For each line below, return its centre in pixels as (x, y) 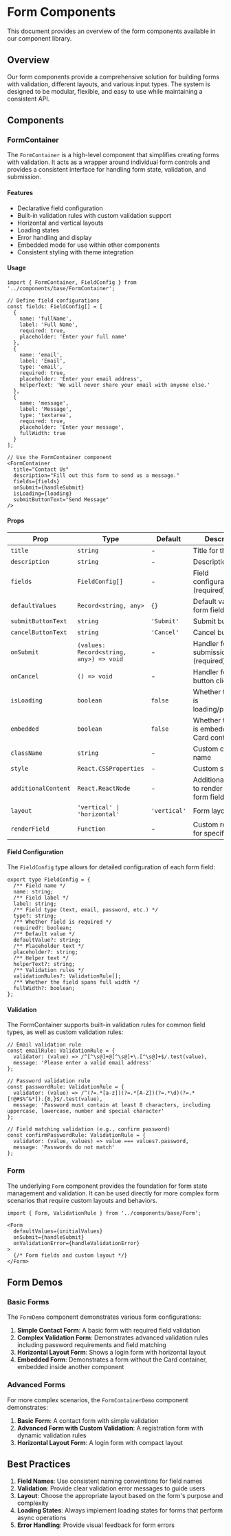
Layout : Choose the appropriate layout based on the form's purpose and (120, 1495)
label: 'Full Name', (49, 325)
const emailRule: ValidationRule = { (61, 1051)
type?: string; (35, 916)
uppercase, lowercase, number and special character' (86, 1111)
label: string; (35, 904)
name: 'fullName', (46, 319)
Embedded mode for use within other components (88, 245)
